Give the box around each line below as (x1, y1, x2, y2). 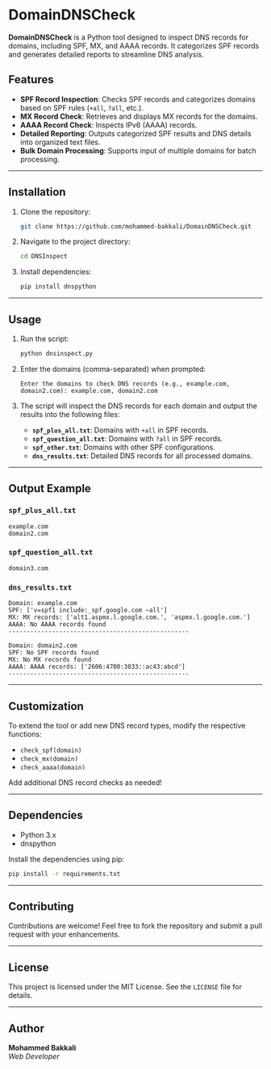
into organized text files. (19, 137, 101, 147)
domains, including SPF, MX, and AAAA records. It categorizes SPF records (8, 40, 260, 50)
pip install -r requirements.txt (8, 870, 121, 878)
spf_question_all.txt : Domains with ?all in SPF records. (31, 433, 223, 443)
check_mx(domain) (19, 754, 79, 763)
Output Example (8, 482, 91, 495)
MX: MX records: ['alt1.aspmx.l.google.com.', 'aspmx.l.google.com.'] (8, 613, 251, 622)
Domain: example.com (8, 599, 78, 608)
